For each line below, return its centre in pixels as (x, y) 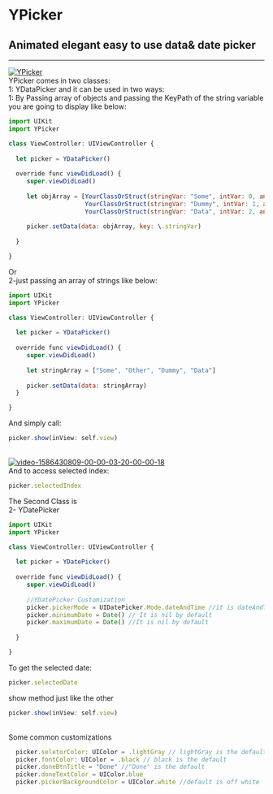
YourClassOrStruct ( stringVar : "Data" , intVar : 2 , (170, 211)
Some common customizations (60, 737)
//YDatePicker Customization (76, 600)
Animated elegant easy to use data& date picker (132, 45)
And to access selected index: (59, 471)
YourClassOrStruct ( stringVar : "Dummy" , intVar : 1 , (172, 204)
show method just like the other (61, 698)
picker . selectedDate (43, 682)
